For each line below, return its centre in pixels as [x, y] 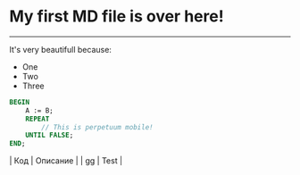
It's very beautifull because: [60, 49]
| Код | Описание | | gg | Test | [66, 161]
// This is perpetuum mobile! [97, 127]
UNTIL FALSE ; [50, 136]
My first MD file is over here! [117, 17]
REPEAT [37, 119]
